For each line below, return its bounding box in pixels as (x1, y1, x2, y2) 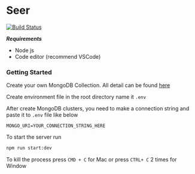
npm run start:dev (6, 145, 52, 151)
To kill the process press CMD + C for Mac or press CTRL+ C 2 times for (6, 156, 178, 163)
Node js (14, 46, 35, 54)
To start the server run (6, 133, 62, 141)
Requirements (6, 35, 42, 42)
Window (6, 163, 27, 170)
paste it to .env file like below (6, 112, 78, 119)
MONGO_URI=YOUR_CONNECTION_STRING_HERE (6, 123, 106, 129)
